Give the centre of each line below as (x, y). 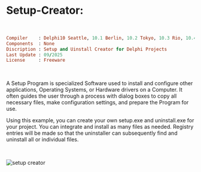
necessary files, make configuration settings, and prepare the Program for (98, 102)
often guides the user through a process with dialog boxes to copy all (92, 96)
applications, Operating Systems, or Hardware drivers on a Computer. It (94, 90)
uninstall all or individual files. (42, 140)
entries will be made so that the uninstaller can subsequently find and (92, 133)
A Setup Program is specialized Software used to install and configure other (100, 83)
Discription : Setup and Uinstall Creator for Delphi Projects (87, 49)
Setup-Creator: (45, 10)
